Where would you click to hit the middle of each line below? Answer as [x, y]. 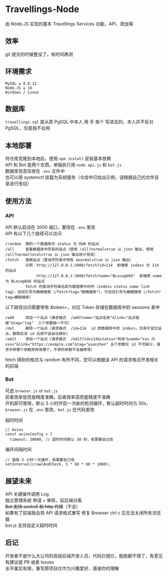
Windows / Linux [22, 92]
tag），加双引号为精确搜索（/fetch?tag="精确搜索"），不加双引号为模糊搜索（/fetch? [83, 292]
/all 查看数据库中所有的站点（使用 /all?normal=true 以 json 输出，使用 [79, 249]
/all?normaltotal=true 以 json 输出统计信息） [51, 255]
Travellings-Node [42, 9]
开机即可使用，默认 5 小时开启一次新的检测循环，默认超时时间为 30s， [78, 403]
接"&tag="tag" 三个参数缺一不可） [38, 323]
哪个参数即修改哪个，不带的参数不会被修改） [55, 350]
